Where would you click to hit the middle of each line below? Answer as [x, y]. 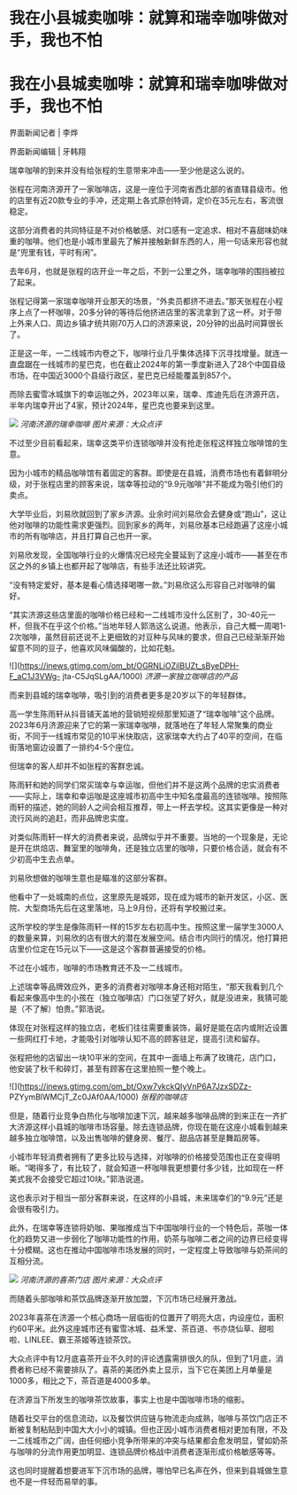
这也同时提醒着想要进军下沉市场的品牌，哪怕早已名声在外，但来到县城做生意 [148, 1471]
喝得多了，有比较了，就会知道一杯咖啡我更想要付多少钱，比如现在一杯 [156, 1168]
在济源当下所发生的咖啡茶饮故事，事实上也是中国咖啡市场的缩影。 [129, 1400]
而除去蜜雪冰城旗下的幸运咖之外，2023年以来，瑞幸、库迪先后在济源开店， [147, 395]
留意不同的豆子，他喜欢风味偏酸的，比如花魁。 [94, 648]
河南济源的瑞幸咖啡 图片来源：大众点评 [91, 424]
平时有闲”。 [80, 253]
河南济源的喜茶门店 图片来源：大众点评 [91, 1280]
